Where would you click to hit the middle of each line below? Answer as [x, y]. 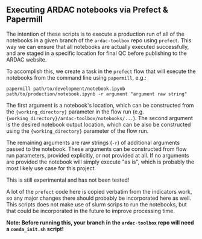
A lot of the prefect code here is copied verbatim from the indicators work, [99, 191]
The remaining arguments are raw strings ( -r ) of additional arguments [93, 142]
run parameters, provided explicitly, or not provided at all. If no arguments [98, 155]
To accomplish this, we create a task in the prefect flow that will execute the [101, 71]
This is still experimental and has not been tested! [68, 180]
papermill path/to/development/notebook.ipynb [66, 89]
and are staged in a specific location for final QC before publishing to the [96, 53]
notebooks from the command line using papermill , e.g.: [76, 77]
